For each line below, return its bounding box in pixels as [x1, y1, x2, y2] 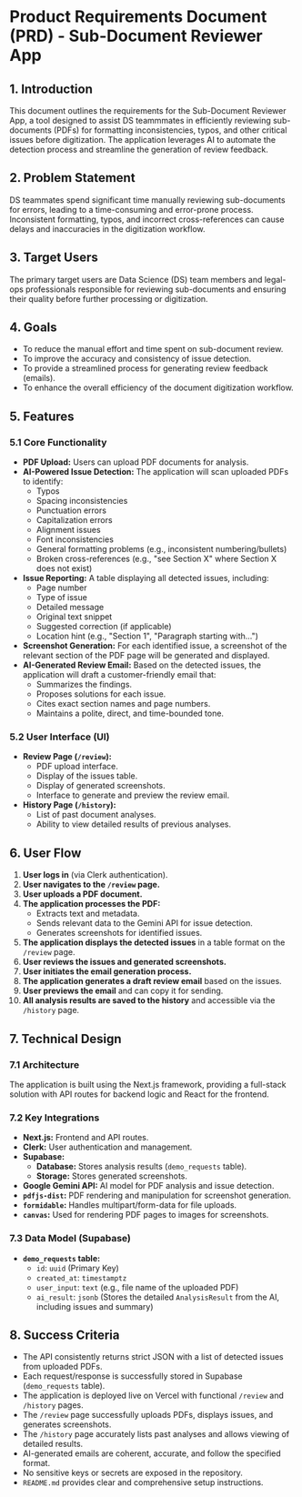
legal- [264, 274, 287, 285]
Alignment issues [35, 525, 102, 536]
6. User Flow [9, 845, 82, 860]
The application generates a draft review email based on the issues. [22, 976, 282, 987]
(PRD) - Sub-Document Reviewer [9, 25, 263, 46]
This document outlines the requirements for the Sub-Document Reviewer [9, 105, 287, 116]
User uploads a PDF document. [22, 889, 143, 899]
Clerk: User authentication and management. [22, 1141, 193, 1152]
